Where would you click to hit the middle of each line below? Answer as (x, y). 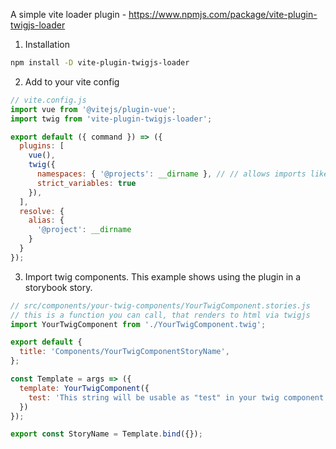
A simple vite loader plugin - (68, 14)
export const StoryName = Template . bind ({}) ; (106, 434)
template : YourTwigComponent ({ (84, 388)
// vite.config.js (48, 100)
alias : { (46, 220)
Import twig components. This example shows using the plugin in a (163, 276)
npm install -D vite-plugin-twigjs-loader (100, 63)
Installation (47, 44)
